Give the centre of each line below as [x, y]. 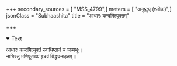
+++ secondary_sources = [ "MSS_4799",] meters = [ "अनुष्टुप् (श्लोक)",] [89, 9]
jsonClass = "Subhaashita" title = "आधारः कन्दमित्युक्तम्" [68, 15]
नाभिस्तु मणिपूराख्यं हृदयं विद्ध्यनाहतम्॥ [41, 56]
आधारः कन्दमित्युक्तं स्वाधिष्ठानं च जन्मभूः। [44, 50]
